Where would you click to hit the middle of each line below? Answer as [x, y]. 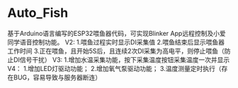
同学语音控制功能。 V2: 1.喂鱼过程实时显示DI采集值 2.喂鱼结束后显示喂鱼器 [116, 42]
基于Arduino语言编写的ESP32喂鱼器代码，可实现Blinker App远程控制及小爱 [117, 33]
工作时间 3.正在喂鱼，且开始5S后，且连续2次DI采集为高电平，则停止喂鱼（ [116, 51]
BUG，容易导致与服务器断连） [57, 77]
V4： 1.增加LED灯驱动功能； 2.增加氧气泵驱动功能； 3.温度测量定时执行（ [114, 68]
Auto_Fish [38, 13]
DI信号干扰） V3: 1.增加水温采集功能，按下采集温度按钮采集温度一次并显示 [121, 59]
